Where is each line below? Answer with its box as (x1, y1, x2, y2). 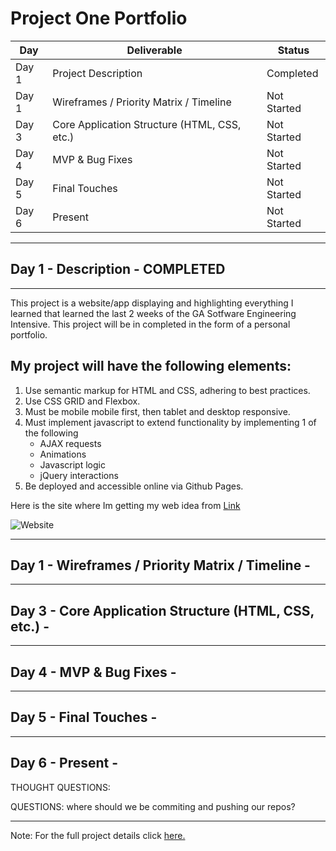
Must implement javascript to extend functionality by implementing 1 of (24, 416, 317, 428)
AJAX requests (39, 437, 102, 449)
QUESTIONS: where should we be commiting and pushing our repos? (10, 800, 296, 812)
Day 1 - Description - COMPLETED (10, 261, 226, 278)
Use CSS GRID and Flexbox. (24, 395, 141, 407)
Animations (39, 448, 87, 460)
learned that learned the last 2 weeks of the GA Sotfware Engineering (10, 307, 297, 319)
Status (277, 43, 310, 57)
